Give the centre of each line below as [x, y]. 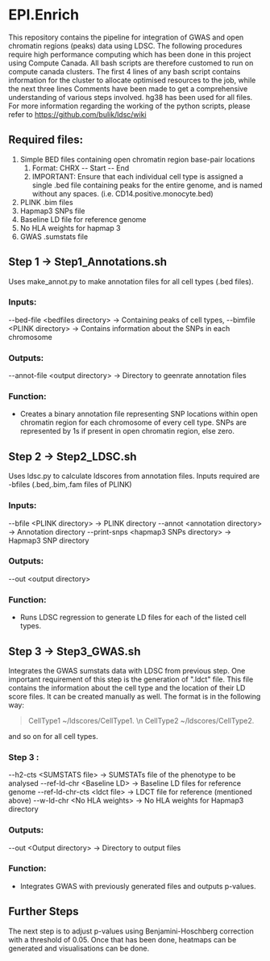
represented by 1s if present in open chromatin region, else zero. [127, 431]
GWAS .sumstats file [54, 237]
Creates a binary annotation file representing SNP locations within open [139, 414]
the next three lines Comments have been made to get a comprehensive [128, 88]
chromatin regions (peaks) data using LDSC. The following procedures [125, 45]
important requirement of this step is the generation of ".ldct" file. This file [131, 679]
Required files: [46, 140]
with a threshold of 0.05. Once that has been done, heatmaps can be [123, 939]
